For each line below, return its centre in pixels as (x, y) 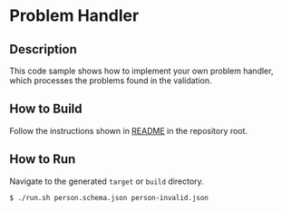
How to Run (43, 159)
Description (43, 49)
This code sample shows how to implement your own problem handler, (141, 71)
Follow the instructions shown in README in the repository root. (128, 130)
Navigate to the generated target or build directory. (107, 181)
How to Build (46, 109)
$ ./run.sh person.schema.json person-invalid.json (109, 197)
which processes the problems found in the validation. (111, 81)
